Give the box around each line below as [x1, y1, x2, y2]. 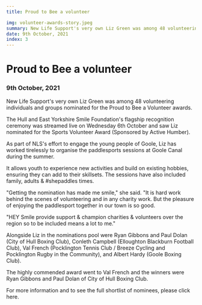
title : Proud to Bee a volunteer [6, 8, 90, 15]
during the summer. [6, 153, 55, 160]
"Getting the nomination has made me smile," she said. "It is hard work [6, 189, 182, 196]
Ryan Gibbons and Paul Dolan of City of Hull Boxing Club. [6, 275, 148, 282]
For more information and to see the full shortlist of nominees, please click [6, 286, 191, 294]
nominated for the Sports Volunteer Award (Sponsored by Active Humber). [6, 128, 191, 135]
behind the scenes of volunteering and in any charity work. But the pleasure [6, 195, 194, 202]
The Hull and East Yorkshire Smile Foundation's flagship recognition [6, 116, 174, 123]
